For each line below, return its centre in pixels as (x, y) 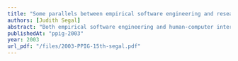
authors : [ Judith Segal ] (44, 20)
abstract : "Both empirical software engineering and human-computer (110, 27)
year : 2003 (23, 40)
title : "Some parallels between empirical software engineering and (110, 14)
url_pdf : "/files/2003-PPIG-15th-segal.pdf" (74, 46)
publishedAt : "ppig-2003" (45, 33)
